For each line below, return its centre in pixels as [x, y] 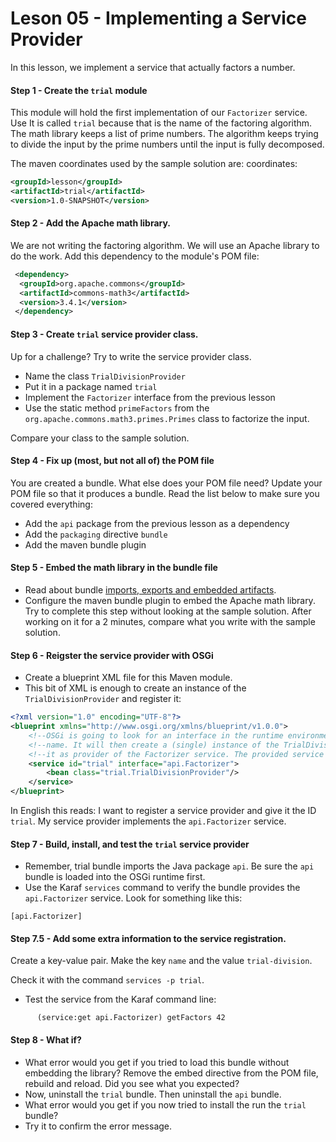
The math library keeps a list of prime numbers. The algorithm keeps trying [164, 134]
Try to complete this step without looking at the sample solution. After [168, 611]
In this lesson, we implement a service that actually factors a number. [153, 67]
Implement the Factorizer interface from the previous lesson [150, 397]
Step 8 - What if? [46, 1040]
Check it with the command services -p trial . [107, 980]
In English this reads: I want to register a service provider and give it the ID [163, 811]
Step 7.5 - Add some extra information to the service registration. [148, 938]
